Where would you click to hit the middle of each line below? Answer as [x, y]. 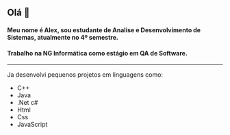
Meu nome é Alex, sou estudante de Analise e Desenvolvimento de [104, 30]
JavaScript [32, 125]
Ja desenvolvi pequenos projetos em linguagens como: [85, 75]
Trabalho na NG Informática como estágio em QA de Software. [98, 53]
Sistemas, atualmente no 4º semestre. [63, 37]
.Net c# [27, 103]
